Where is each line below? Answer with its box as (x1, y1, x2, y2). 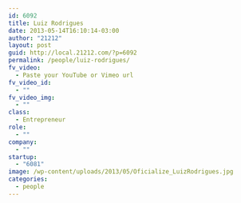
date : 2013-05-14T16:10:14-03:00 (8, 26, 120, 34)
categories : (8, 175, 48, 184)
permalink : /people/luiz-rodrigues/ (8, 57, 130, 65)
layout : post (8, 42, 52, 50)
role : (8, 123, 26, 131)
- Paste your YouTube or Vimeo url (15, 71, 134, 79)
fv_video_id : (8, 78, 52, 86)
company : (8, 137, 38, 146)
